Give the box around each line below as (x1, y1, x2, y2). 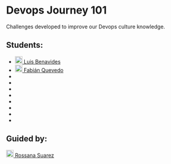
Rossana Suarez (14, 152, 54, 159)
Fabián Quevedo (23, 66, 64, 74)
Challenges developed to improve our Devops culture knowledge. (6, 23, 165, 30)
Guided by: (6, 134, 47, 144)
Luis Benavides (23, 58, 61, 65)
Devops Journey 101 (6, 4, 107, 17)
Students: (6, 40, 43, 50)
